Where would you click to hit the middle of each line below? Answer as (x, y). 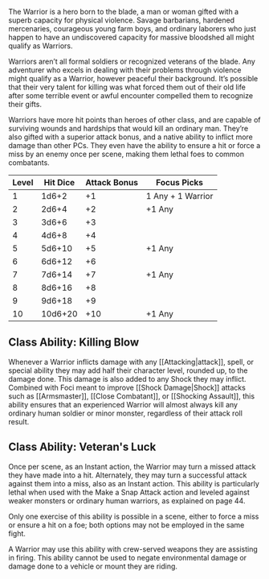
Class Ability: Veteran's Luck (82, 447)
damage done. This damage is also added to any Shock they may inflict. (127, 378)
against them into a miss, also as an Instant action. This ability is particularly (134, 483)
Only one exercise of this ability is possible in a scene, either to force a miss (134, 516)
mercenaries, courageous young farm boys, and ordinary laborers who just (132, 29)
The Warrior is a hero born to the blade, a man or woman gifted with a (124, 12)
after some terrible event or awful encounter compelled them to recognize (131, 95)
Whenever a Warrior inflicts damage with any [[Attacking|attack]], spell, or (131, 362)
